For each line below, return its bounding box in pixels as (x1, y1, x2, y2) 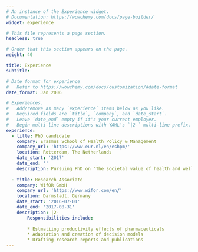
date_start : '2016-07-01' (16, 198, 81, 205)
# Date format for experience (6, 78, 81, 84)
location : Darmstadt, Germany (16, 193, 91, 199)
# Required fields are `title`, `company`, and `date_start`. (6, 111, 167, 117)
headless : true (6, 36, 44, 42)
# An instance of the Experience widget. (6, 8, 110, 15)
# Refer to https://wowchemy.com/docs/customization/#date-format (6, 84, 178, 90)
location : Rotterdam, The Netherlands (16, 150, 112, 155)
